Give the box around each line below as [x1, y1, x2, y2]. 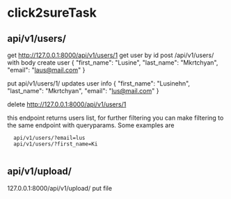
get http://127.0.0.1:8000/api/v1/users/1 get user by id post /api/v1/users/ [7, 51, 214, 59]
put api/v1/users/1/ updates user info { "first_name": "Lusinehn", [7, 79, 190, 88]
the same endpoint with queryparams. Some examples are [7, 121, 175, 129]
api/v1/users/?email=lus [13, 134, 86, 141]
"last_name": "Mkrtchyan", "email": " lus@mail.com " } [7, 87, 159, 95]
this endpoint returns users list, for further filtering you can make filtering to [7, 113, 224, 122]
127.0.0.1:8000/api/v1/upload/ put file [7, 184, 113, 192]
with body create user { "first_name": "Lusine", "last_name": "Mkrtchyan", [7, 58, 218, 67]
